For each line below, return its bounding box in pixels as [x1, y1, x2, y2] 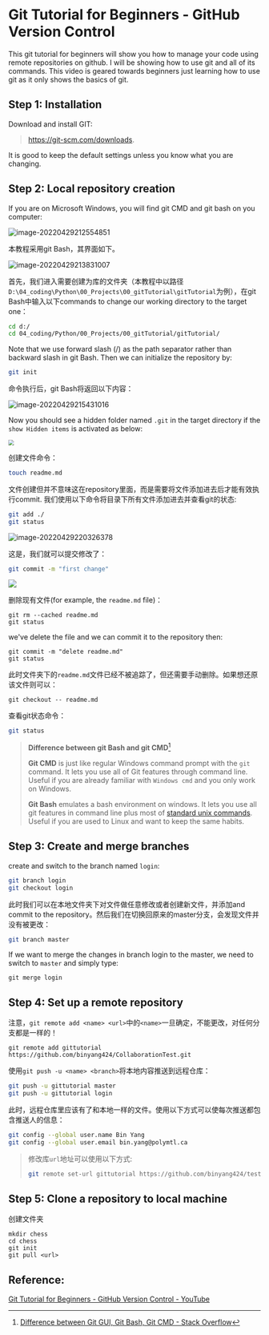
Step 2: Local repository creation [8, 182, 175, 196]
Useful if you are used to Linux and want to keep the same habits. [27, 816, 245, 826]
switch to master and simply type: [8, 958, 118, 968]
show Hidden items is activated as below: [8, 424, 143, 434]
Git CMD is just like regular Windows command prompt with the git [27, 758, 251, 768]
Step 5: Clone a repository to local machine [8, 1192, 228, 1205]
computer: [8, 212, 42, 221]
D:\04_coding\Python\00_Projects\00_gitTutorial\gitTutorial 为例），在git [8, 286, 256, 296]
